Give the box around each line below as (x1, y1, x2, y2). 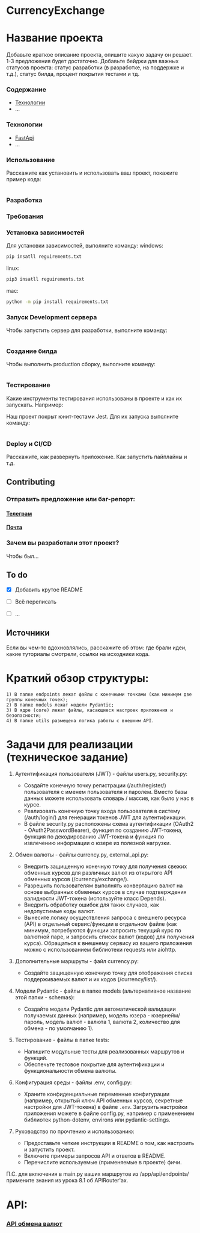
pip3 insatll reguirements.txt (6, 276, 85, 282)
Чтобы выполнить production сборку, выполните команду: (6, 361, 156, 368)
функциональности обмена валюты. (23, 1067, 117, 1075)
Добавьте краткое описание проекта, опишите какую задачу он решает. (6, 51, 193, 58)
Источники (6, 628, 50, 638)
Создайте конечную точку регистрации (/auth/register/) (23, 782, 166, 789)
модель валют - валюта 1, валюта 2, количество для (45, 1019, 180, 1026)
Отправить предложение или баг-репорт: (6, 495, 135, 504)
